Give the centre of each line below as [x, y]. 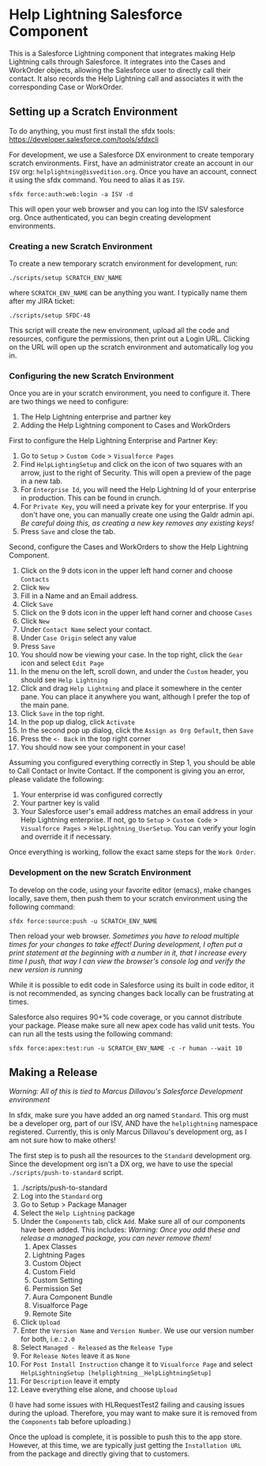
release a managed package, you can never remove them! [116, 1238]
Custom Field [54, 1272]
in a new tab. [41, 481]
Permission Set [57, 1289]
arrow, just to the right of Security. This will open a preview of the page [136, 473]
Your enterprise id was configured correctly [91, 795]
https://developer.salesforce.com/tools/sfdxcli [84, 139]
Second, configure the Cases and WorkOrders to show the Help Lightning [129, 547]
